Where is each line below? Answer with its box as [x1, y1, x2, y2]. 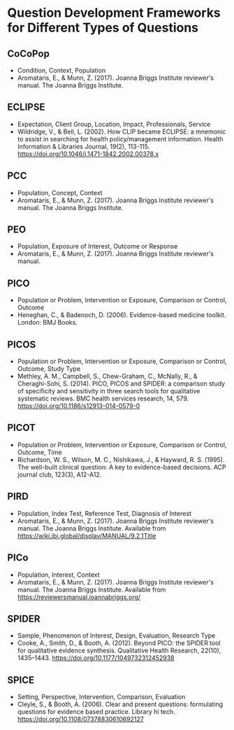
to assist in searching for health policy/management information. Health [17, 134, 224, 143]
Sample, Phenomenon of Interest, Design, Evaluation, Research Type [17, 631, 216, 640]
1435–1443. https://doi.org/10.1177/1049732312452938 [17, 654, 175, 662]
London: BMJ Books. [17, 318, 78, 327]
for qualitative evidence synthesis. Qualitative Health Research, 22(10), [17, 646, 221, 655]
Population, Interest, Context [17, 570, 100, 579]
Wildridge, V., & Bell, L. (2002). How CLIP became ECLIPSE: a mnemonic [17, 127, 226, 136]
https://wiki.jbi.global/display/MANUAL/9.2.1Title [17, 531, 156, 540]
